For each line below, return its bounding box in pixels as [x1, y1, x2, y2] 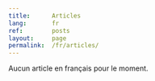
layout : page [8, 34, 67, 43]
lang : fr [8, 19, 60, 27]
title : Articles [8, 11, 82, 20]
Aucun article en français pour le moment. [8, 63, 149, 73]
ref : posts [8, 26, 70, 34]
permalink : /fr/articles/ [8, 42, 99, 50]
